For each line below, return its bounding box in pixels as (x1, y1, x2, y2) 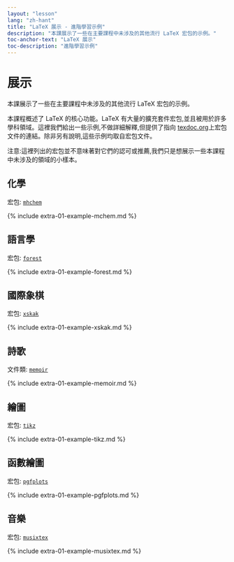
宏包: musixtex (7, 533, 49, 541)
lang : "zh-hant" (7, 17, 54, 24)
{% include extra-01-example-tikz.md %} (7, 435, 126, 443)
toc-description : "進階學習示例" (7, 43, 98, 50)
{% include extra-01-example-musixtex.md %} (7, 547, 142, 555)
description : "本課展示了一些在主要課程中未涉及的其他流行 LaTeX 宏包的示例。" (7, 29, 217, 37)
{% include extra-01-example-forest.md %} (7, 267, 133, 276)
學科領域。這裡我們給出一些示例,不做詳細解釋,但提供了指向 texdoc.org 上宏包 (7, 123, 227, 131)
